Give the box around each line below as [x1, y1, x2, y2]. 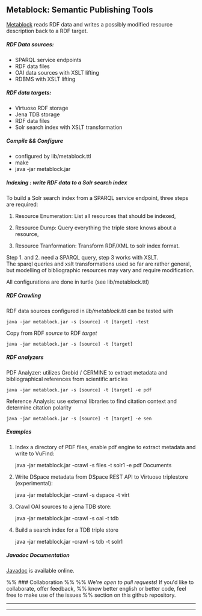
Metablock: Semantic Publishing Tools [6, 5, 153, 15]
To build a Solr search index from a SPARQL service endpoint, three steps [6, 194, 189, 201]
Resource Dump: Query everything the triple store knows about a [14, 224, 176, 231]
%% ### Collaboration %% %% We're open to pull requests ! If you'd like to [6, 578, 194, 586]
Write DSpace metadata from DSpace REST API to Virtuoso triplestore [14, 473, 188, 481]
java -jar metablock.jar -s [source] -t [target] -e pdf [6, 387, 152, 393]
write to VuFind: [14, 450, 55, 457]
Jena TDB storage [14, 111, 60, 118]
